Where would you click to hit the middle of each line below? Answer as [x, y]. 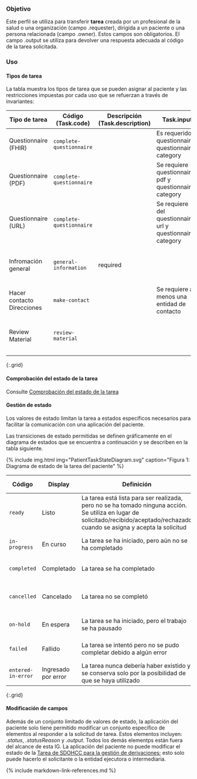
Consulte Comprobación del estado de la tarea [62, 392]
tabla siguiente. [25, 448]
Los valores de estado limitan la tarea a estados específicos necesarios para [98, 418]
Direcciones [26, 308]
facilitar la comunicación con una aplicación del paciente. [75, 424]
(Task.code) [73, 124]
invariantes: [20, 101]
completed [23, 568]
